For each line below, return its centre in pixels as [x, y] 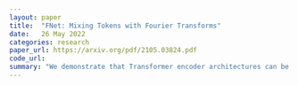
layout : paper [36, 17]
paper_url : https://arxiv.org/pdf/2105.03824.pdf [103, 50]
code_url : [28, 58]
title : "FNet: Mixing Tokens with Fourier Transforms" [115, 26]
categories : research [50, 42]
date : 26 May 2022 [48, 34]
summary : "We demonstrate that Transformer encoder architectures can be [149, 67]
